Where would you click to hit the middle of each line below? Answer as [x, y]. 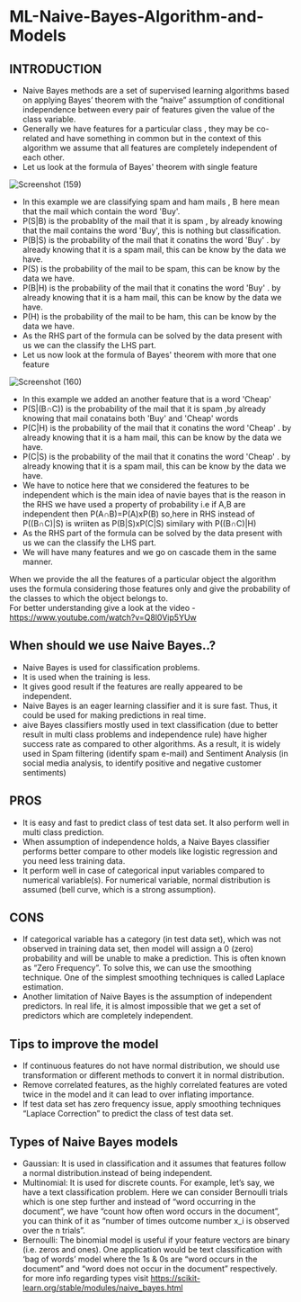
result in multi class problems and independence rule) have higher [145, 734]
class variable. [49, 119]
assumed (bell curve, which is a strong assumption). [119, 889]
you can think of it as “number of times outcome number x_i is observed [156, 1221]
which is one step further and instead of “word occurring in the [139, 1202]
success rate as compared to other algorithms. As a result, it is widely [151, 743]
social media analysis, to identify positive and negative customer [142, 763]
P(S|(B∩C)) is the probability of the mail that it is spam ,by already [144, 409]
